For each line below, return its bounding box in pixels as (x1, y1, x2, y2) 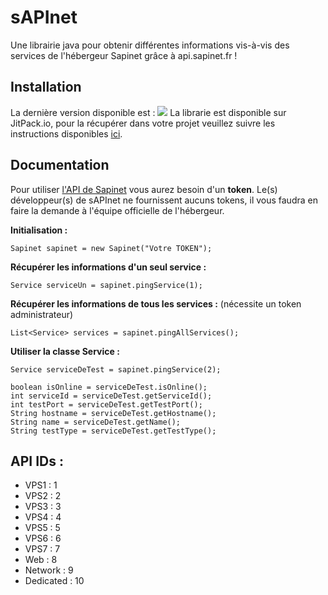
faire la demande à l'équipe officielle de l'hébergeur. (10, 204, 225, 216)
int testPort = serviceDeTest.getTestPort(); (10, 399, 203, 410)
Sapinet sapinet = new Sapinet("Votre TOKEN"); (10, 243, 213, 253)
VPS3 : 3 (24, 501, 62, 513)
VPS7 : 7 (24, 543, 61, 555)
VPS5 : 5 (24, 522, 61, 534)
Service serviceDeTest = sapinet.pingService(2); (10, 364, 222, 375)
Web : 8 (24, 554, 58, 566)
